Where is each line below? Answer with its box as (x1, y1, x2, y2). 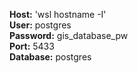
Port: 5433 (9, 40, 55, 52)
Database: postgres (9, 51, 92, 63)
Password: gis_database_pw (9, 30, 129, 41)
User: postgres (9, 19, 72, 31)
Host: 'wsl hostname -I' (9, 9, 107, 20)
